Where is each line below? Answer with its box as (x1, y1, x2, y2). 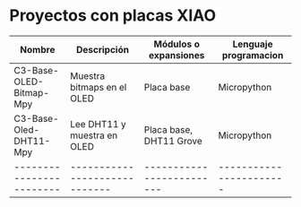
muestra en (70, 129, 118, 142)
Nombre (20, 43, 56, 56)
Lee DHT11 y (70, 117, 127, 130)
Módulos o (153, 38, 200, 50)
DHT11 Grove (143, 134, 203, 147)
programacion (221, 48, 284, 61)
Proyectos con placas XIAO (9, 5, 217, 26)
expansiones (149, 48, 205, 61)
